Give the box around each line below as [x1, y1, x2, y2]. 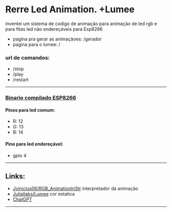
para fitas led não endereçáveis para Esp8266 [5, 26, 103, 32]
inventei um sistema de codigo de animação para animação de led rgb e [5, 20, 157, 27]
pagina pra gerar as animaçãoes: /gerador [12, 36, 102, 42]
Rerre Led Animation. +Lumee [5, 4, 135, 15]
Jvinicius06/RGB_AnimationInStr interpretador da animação [12, 185, 138, 192]
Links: [5, 172, 26, 180]
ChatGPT [12, 196, 32, 203]
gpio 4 [12, 152, 27, 158]
